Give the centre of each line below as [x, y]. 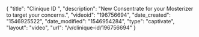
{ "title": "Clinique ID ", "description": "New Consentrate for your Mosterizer [100, 9]
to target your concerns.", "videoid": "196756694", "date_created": [89, 15]
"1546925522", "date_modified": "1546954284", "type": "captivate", [90, 21]
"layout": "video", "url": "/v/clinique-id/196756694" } [71, 27]
